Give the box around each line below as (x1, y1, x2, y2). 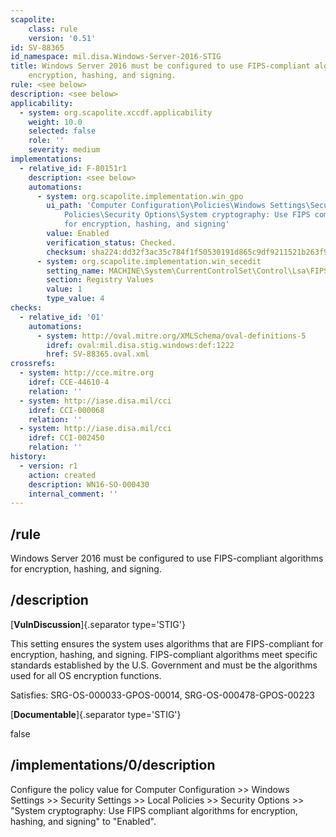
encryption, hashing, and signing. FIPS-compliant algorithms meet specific (10, 648, 318, 660)
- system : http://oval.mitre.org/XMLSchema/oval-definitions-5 (36, 331, 307, 341)
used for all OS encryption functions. (10, 669, 162, 681)
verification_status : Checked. (46, 237, 177, 248)
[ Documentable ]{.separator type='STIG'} (10, 708, 182, 720)
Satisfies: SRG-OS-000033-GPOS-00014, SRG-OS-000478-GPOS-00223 (10, 689, 315, 701)
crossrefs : (10, 359, 56, 369)
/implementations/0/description (10, 757, 216, 774)
